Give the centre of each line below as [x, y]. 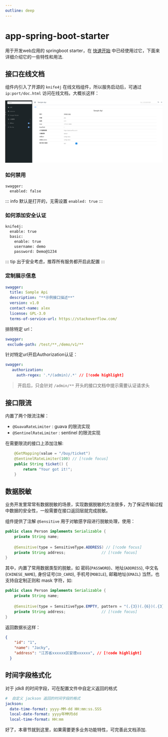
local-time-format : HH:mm [37, 719]
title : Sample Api [29, 292]
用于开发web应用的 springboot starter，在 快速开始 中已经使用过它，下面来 [82, 51]
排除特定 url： [19, 329]
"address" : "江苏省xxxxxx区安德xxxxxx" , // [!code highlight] [78, 653]
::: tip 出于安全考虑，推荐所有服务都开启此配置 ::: [55, 262]
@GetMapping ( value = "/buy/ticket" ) [52, 453]
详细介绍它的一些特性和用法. [34, 57]
